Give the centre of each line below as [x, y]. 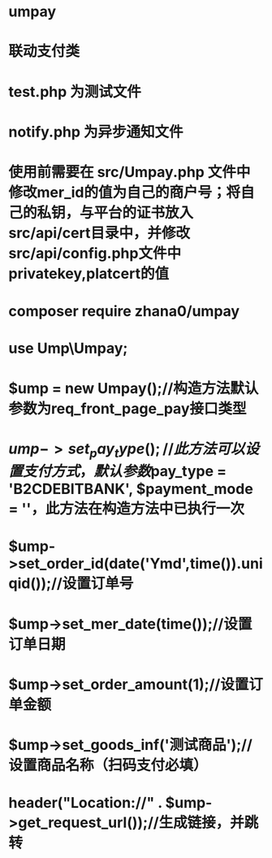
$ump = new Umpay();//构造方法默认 [134, 388]
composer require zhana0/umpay [124, 312]
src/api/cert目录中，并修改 [99, 233]
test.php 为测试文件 [75, 91]
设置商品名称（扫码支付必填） [108, 765]
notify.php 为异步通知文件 [96, 132]
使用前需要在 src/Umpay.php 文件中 [130, 172]
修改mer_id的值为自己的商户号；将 [125, 192]
